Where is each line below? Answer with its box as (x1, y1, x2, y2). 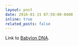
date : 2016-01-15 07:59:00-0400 (5, 12, 73, 17)
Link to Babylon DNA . (5, 35, 49, 41)
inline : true (5, 16, 33, 21)
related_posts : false (5, 21, 51, 26)
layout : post (5, 7, 33, 12)
